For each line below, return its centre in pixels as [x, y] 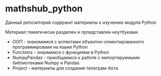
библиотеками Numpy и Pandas [46, 63]
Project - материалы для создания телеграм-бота [65, 68]
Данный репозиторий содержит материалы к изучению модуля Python [81, 22]
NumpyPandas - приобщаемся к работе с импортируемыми [76, 57]
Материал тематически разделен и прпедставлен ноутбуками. [72, 32]
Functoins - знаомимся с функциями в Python [61, 52]
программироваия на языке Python [50, 47]
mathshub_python [44, 9]
